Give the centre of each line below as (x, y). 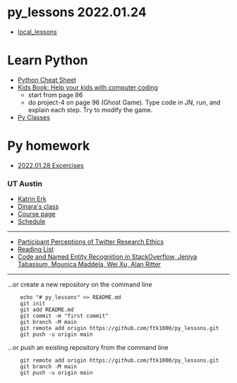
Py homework (49, 146)
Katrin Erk (32, 199)
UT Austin (25, 183)
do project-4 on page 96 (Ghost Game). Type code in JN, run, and (124, 102)
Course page (36, 214)
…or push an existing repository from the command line (88, 348)
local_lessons (37, 32)
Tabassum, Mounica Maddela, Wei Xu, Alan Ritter (89, 265)
